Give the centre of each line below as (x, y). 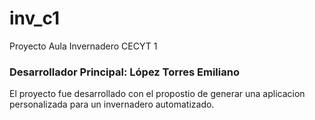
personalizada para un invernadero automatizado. (112, 104)
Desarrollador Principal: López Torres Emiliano (124, 72)
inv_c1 (35, 18)
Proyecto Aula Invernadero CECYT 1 (83, 46)
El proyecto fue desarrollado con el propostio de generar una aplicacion (157, 94)
